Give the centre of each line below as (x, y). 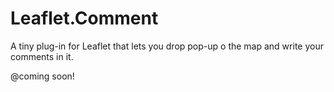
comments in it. (42, 56)
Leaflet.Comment (84, 18)
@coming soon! (42, 76)
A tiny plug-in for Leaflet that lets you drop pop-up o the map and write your (167, 46)
